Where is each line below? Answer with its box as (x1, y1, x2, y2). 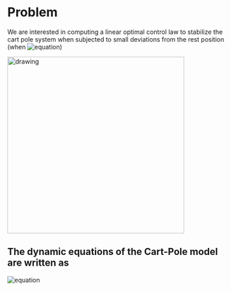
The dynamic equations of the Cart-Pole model (7, 246, 218, 258)
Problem (7, 4, 58, 20)
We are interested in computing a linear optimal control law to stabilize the (7, 28, 223, 36)
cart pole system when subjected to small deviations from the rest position (7, 35, 225, 43)
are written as (7, 257, 69, 269)
